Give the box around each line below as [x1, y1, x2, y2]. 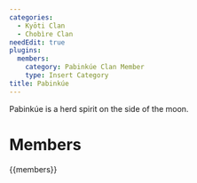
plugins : [9, 46, 42, 55]
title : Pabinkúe [9, 79, 69, 88]
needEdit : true [9, 37, 66, 47]
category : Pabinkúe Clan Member [25, 63, 145, 72]
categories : [9, 12, 53, 22]
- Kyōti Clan [17, 21, 66, 30]
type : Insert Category [25, 71, 109, 80]
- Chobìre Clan [17, 29, 74, 38]
